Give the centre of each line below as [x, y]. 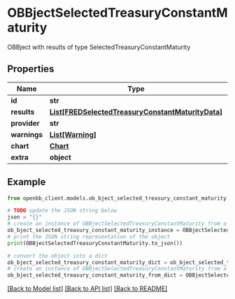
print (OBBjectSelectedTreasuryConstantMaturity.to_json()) [95, 243]
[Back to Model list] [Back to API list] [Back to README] [87, 289]
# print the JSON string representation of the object [89, 236]
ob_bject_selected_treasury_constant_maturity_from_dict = [95, 275]
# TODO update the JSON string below [62, 211]
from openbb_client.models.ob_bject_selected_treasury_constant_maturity [117, 198]
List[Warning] [73, 134]
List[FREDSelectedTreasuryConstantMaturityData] [136, 112]
